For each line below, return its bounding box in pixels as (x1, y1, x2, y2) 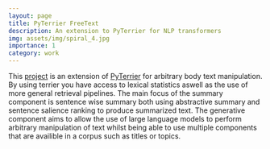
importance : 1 (8, 42, 56, 50)
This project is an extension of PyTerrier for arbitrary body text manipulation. (8, 72, 263, 81)
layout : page (8, 11, 52, 20)
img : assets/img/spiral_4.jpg (8, 34, 110, 43)
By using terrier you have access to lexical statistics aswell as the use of (8, 80, 248, 89)
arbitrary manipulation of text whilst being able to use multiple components (8, 122, 258, 132)
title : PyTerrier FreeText (8, 19, 99, 27)
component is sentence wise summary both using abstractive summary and (8, 97, 260, 106)
